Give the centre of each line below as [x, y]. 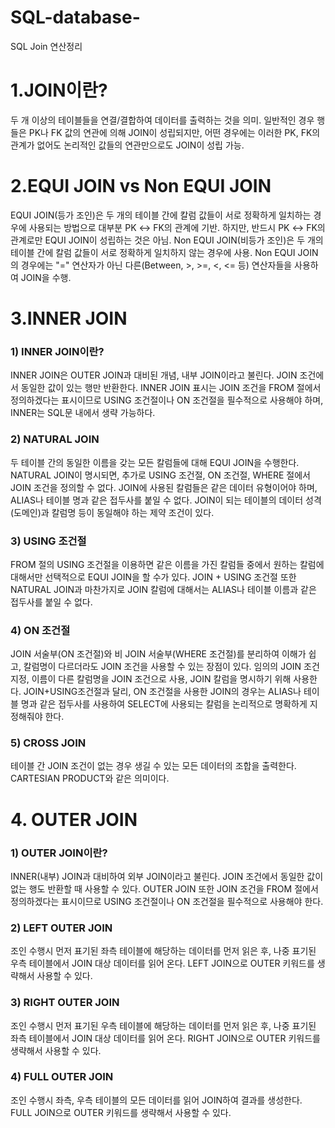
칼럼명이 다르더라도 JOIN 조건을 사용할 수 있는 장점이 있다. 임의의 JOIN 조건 [171, 667]
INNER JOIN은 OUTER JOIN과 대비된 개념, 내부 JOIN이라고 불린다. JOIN [154, 375]
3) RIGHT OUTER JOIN [65, 1003]
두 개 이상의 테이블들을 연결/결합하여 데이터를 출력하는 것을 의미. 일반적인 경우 [162, 120]
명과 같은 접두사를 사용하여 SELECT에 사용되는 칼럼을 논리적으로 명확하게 [164, 704]
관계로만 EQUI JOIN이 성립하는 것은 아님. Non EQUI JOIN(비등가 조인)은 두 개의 [167, 240]
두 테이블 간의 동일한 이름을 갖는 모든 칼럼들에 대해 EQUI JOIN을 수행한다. [155, 462]
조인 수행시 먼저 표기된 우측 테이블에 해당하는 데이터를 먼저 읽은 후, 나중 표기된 [163, 1025]
